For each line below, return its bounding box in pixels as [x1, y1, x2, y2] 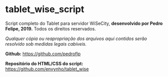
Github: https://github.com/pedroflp [5, 51, 81, 57]
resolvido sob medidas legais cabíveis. [5, 41, 87, 47]
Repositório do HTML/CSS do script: [5, 60, 84, 66]
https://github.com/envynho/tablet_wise [5, 66, 89, 72]
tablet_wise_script [5, 4, 85, 15]
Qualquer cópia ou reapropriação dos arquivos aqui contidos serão [5, 35, 147, 42]
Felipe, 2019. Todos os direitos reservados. [5, 25, 96, 31]
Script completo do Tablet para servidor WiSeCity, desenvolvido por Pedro [5, 20, 163, 26]
